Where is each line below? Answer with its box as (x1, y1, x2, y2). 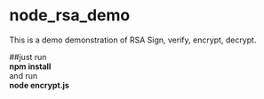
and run (9, 70, 38, 80)
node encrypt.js (9, 80, 69, 90)
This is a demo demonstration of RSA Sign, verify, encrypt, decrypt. (9, 34, 257, 45)
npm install (9, 61, 52, 72)
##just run (9, 51, 47, 62)
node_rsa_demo (9, 5, 131, 26)
